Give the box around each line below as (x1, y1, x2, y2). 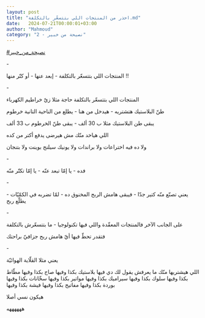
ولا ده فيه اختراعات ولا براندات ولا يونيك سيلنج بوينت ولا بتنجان (6, 143, 147, 150)
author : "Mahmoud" (6, 26, 53, 32)
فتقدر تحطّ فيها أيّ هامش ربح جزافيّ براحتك (6, 233, 105, 240)
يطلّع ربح (6, 197, 26, 205)
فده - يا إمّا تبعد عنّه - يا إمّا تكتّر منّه (6, 167, 86, 174)
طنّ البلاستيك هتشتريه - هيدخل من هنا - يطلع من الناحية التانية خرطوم (6, 108, 165, 115)
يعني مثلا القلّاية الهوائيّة (6, 256, 58, 264)
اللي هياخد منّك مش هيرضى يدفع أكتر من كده (6, 131, 109, 139)
